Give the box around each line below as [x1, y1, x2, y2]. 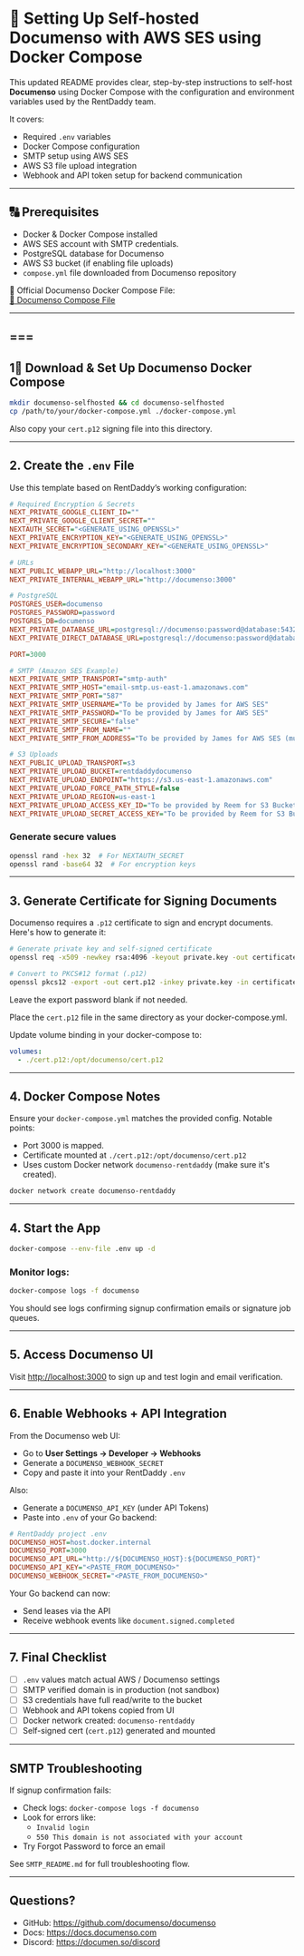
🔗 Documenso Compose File [9, 294, 116, 305]
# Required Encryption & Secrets [9, 499, 136, 509]
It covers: [9, 113, 45, 124]
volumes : [9, 1047, 43, 1056]
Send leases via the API [22, 1605, 111, 1616]
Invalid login [35, 1823, 90, 1832]
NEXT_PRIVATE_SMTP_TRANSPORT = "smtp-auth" [9, 675, 168, 684]
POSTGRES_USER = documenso [9, 600, 103, 609]
